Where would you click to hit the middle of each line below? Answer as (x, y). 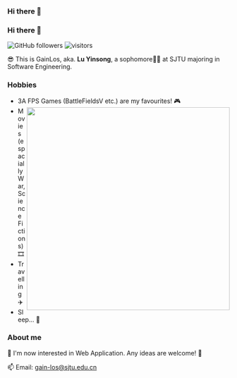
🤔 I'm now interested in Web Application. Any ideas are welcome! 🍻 (105, 353)
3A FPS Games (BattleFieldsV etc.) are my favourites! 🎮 (99, 101)
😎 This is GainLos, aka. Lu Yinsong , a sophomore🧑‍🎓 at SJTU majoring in (114, 59)
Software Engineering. (40, 67)
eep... (26, 319)
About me (25, 338)
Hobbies (22, 85)
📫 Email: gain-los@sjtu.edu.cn (52, 367)
